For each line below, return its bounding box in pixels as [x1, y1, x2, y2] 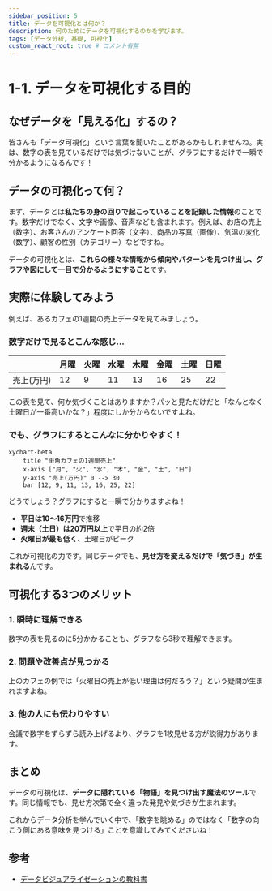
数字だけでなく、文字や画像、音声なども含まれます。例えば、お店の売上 [21, 217, 263, 226]
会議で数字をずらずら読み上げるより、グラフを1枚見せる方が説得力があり [8, 728, 253, 738]
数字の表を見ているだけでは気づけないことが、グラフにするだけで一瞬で [22, 148, 264, 157]
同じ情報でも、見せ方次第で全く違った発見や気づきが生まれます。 [21, 798, 241, 807]
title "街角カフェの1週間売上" [23, 457, 116, 465]
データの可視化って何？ [8, 183, 125, 197]
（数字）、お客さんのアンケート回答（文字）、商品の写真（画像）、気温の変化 [8, 226, 261, 236]
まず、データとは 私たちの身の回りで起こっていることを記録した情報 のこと [8, 206, 255, 216]
